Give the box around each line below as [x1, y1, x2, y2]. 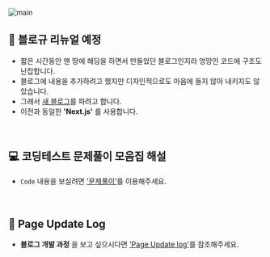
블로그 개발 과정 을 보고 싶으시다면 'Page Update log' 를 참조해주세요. [19, 239, 239, 250]
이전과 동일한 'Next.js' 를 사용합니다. [19, 106, 139, 116]
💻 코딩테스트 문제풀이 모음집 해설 [8, 150, 167, 163]
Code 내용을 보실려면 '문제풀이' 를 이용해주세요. [19, 176, 167, 186]
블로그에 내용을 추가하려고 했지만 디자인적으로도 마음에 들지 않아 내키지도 [19, 76, 252, 86]
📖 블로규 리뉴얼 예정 [8, 33, 102, 47]
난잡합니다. [19, 65, 56, 76]
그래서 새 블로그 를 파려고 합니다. [19, 96, 122, 106]
